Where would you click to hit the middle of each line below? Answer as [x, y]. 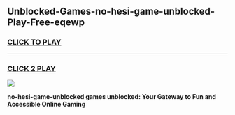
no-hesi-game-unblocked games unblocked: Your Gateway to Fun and [112, 96]
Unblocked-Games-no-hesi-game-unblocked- [111, 11]
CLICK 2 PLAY [31, 68]
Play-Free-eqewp [46, 23]
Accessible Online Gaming [47, 104]
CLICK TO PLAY [34, 43]
